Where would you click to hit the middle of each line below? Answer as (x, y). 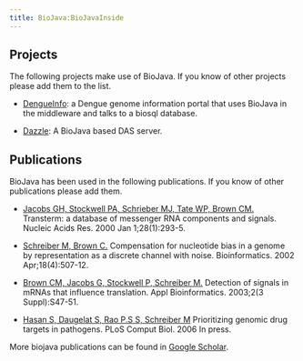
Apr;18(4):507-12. (56, 266)
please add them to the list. (61, 86)
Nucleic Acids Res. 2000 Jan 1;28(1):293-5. (104, 228)
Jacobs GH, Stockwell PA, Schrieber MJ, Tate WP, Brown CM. (138, 209)
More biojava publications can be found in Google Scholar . (119, 347)
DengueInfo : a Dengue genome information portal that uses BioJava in (155, 104)
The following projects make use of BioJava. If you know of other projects (148, 76)
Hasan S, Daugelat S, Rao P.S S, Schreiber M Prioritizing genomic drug (155, 320)
